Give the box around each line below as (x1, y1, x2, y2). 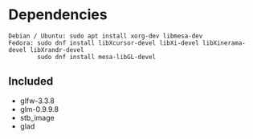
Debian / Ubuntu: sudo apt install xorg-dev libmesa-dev (8, 32, 203, 40)
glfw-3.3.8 (19, 96, 55, 105)
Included (8, 74, 54, 89)
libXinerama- (202, 38, 247, 47)
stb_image (19, 113, 55, 122)
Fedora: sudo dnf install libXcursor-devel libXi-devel (8, 38, 199, 47)
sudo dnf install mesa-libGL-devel (37, 53, 157, 61)
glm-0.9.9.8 (19, 104, 59, 113)
